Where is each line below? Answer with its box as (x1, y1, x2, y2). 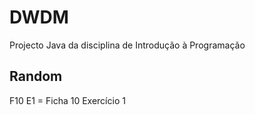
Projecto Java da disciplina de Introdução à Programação (9, 39, 246, 51)
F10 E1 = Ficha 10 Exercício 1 (9, 94, 126, 106)
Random (9, 68, 63, 85)
